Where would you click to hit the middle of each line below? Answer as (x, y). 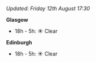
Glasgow (17, 20)
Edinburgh (19, 42)
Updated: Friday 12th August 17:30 (48, 8)
